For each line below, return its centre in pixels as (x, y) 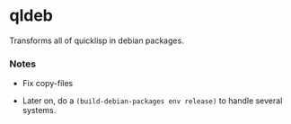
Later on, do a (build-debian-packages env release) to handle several (152, 101)
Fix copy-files (48, 84)
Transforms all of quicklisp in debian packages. (97, 40)
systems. (39, 111)
